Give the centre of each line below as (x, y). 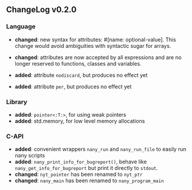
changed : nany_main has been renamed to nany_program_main (89, 181)
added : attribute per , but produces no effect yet (73, 86)
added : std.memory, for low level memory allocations (80, 121)
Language (21, 27)
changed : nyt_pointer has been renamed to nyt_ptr (79, 175)
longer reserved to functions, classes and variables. (78, 63)
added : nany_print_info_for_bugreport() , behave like (81, 162)
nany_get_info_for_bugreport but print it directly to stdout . (86, 168)
